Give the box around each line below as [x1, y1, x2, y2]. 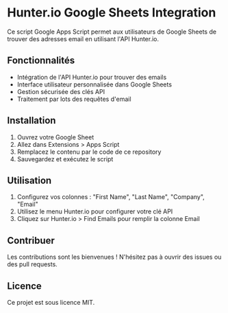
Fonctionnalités [7, 55, 75, 67]
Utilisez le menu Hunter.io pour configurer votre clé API [16, 207, 173, 216]
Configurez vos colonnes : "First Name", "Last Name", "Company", [16, 193, 205, 201]
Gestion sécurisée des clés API [16, 87, 105, 95]
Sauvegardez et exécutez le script [16, 154, 114, 163]
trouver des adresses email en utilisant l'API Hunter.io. [7, 34, 160, 43]
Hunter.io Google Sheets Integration [7, 5, 216, 21]
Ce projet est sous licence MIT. [7, 299, 95, 306]
